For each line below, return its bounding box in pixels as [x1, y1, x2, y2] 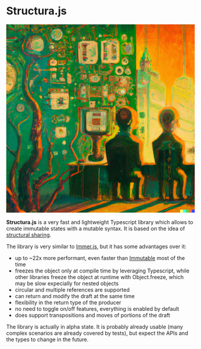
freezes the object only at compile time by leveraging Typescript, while [14, 267, 190, 274]
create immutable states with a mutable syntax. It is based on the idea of [6, 225, 185, 232]
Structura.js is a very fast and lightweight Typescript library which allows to [6, 218, 193, 225]
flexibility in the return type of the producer [14, 299, 121, 306]
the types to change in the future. [6, 336, 89, 343]
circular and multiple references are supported [14, 286, 130, 293]
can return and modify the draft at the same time [14, 292, 135, 299]
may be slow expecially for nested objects [14, 280, 119, 287]
